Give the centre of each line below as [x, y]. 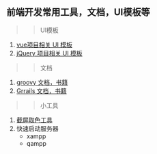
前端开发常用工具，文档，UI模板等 [78, 12]
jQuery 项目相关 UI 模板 [49, 53]
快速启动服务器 [37, 128]
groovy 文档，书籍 [42, 82]
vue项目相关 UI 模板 [44, 44]
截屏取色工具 [34, 120]
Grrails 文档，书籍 [41, 90]
